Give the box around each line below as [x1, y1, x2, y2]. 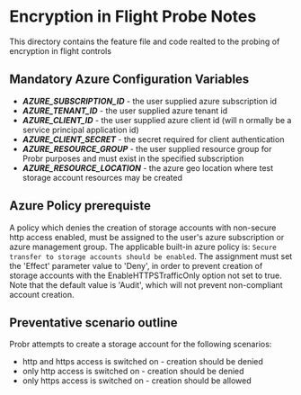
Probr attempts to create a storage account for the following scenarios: [9, 339, 272, 350]
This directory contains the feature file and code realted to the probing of [9, 36, 280, 47]
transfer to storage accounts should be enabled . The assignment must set [9, 250, 293, 262]
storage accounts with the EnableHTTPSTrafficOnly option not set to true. [9, 270, 282, 281]
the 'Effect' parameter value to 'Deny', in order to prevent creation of [9, 260, 263, 271]
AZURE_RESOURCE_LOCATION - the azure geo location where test [22, 162, 274, 173]
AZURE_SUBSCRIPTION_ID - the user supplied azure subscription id [22, 95, 277, 106]
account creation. [9, 289, 75, 300]
